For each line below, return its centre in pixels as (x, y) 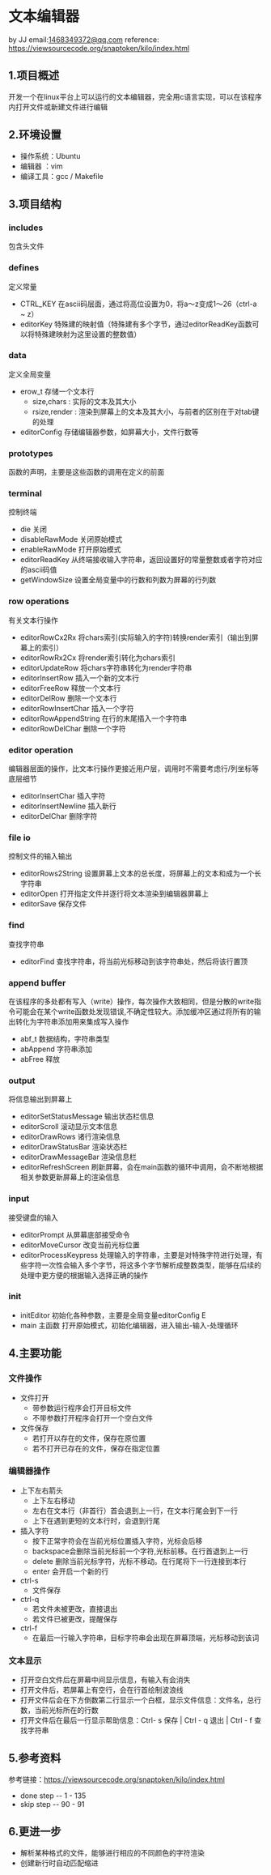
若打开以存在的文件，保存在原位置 (89, 1438)
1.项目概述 (34, 76)
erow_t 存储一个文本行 (57, 391)
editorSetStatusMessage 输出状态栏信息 (87, 1116)
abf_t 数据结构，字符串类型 (65, 1038)
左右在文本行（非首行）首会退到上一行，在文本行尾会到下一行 (135, 1511)
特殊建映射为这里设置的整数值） (88, 334)
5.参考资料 (35, 1758)
